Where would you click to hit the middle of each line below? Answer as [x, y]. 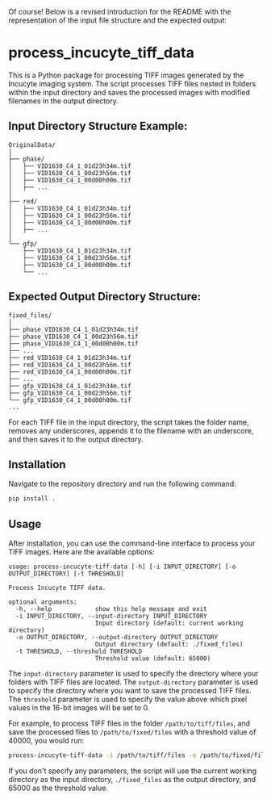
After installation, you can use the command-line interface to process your [132, 543]
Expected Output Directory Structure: [105, 297]
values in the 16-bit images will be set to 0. [79, 708]
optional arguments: [43, 602]
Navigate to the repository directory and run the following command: [122, 484]
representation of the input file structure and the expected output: [118, 20]
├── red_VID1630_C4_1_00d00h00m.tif [70, 372]
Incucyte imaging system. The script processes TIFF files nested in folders [132, 83]
